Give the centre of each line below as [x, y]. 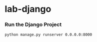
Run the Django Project [33, 25]
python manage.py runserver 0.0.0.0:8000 [48, 35]
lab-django [28, 9]
